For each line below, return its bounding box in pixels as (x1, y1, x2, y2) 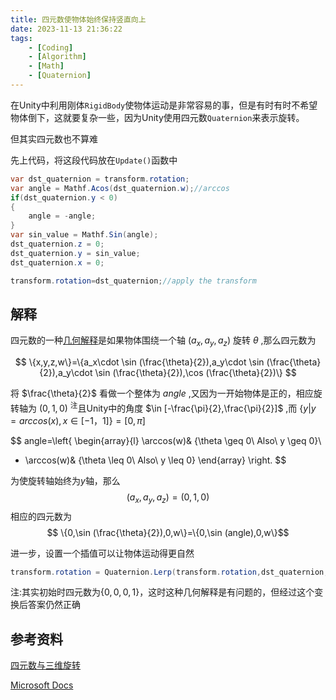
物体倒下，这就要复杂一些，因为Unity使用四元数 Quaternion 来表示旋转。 (10, 111, 305, 123)
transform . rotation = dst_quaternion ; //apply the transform (10, 276, 257, 286)
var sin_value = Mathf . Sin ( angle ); (10, 230, 159, 240)
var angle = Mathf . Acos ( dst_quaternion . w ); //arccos (10, 183, 230, 193)
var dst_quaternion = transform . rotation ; (10, 174, 190, 184)
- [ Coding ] (28, 42, 74, 53)
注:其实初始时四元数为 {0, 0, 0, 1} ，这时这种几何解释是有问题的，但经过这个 (10, 586, 315, 598)
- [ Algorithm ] (28, 52, 87, 62)
